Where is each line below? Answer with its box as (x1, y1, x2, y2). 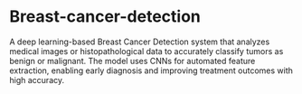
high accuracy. (9, 74, 65, 85)
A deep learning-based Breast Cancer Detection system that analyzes (9, 36, 270, 47)
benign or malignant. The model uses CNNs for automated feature (9, 55, 256, 66)
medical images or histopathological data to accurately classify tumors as (9, 45, 284, 56)
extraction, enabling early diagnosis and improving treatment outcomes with (9, 65, 294, 76)
